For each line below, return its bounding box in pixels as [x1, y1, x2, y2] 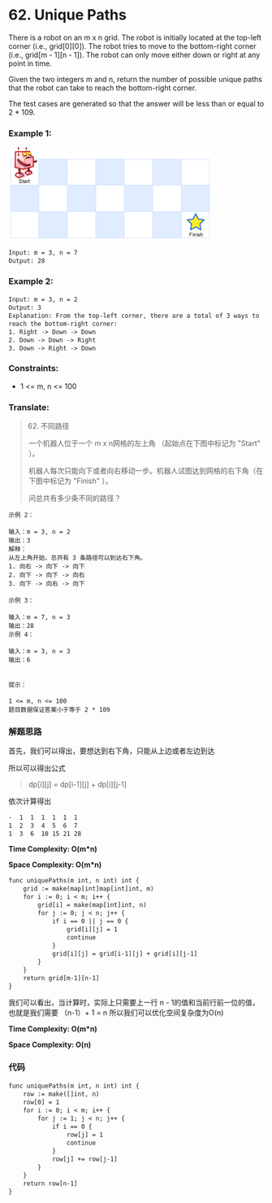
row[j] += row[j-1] [51, 1155, 118, 1163]
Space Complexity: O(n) [8, 1040, 92, 1050]
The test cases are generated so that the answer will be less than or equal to [8, 98, 265, 108]
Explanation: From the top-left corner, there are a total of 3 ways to [8, 312, 260, 320]
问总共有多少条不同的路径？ [28, 494, 122, 503]
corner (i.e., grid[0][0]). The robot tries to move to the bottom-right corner [8, 41, 257, 50]
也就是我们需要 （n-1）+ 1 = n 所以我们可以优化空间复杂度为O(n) [8, 1008, 224, 1018]
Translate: [8, 401, 50, 412]
